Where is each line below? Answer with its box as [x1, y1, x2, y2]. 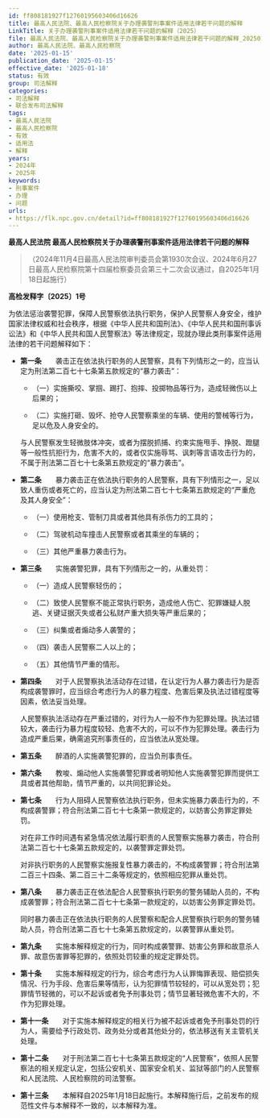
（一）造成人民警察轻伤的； [31, 581, 125, 591]
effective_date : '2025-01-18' [8, 64, 110, 73]
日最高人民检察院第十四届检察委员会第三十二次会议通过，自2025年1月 [27, 264, 260, 274]
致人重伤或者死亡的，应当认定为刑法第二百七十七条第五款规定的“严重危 [19, 485, 256, 495]
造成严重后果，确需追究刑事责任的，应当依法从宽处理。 [19, 734, 203, 744]
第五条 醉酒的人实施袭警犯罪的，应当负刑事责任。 [19, 751, 197, 761]
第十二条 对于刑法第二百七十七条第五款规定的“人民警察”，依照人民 [19, 1054, 252, 1063]
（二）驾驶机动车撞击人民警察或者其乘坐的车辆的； [31, 530, 202, 539]
